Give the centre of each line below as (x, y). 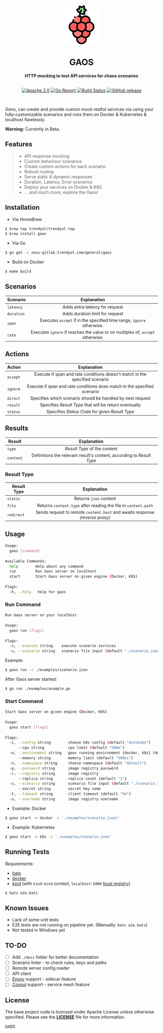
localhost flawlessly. (25, 119)
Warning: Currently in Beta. (33, 129)
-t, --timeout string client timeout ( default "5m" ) (70, 794)
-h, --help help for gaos (38, 592)
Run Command (23, 604)
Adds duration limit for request (93, 313)
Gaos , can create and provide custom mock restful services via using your (79, 109)
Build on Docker (28, 262)
